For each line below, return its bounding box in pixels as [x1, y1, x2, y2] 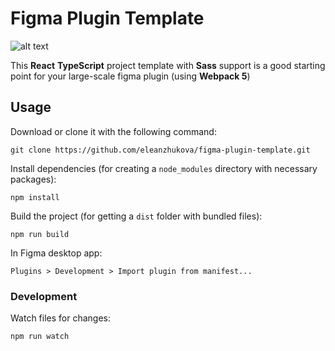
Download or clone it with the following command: [10, 125, 217, 137]
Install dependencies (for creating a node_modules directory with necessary [10, 162, 318, 174]
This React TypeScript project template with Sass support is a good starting [10, 59, 326, 71]
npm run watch [10, 332, 70, 342]
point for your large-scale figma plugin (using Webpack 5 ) [10, 70, 251, 82]
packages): [10, 173, 57, 185]
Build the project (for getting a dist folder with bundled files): [10, 210, 263, 222]
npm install [10, 192, 60, 202]
